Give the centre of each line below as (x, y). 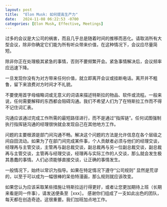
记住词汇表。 (22, 107)
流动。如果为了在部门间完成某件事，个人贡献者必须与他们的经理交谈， (90, 141)
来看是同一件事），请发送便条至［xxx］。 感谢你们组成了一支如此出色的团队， (83, 193)
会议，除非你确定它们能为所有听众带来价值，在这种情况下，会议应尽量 (81, 45)
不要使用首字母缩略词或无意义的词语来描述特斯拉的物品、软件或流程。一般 (81, 95)
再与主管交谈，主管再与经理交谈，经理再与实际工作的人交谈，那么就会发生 (81, 154)
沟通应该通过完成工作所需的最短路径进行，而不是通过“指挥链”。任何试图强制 (83, 118)
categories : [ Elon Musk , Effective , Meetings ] (54, 24)
